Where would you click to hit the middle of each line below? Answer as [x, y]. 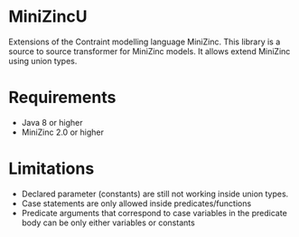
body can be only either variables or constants [108, 223]
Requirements [62, 98]
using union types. [43, 61]
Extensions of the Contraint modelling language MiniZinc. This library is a [145, 42]
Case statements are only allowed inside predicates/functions [136, 203]
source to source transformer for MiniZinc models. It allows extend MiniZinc [149, 51]
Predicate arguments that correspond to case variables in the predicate [154, 213]
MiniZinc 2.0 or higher [63, 132]
